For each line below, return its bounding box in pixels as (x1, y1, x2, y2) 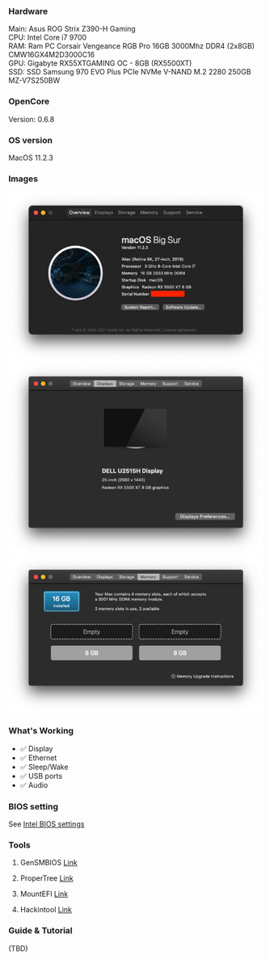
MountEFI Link (19, 889, 69, 899)
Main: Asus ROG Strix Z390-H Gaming (8, 24, 136, 34)
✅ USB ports (19, 771, 63, 780)
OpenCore (8, 96, 50, 107)
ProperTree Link (19, 873, 74, 883)
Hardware (8, 6, 49, 17)
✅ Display (19, 743, 53, 754)
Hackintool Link (19, 905, 73, 915)
